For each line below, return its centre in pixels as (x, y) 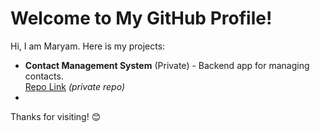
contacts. (44, 76)
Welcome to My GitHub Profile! (141, 18)
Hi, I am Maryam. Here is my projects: (88, 46)
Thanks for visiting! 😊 (56, 116)
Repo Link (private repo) (75, 86)
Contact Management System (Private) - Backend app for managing (167, 65)
